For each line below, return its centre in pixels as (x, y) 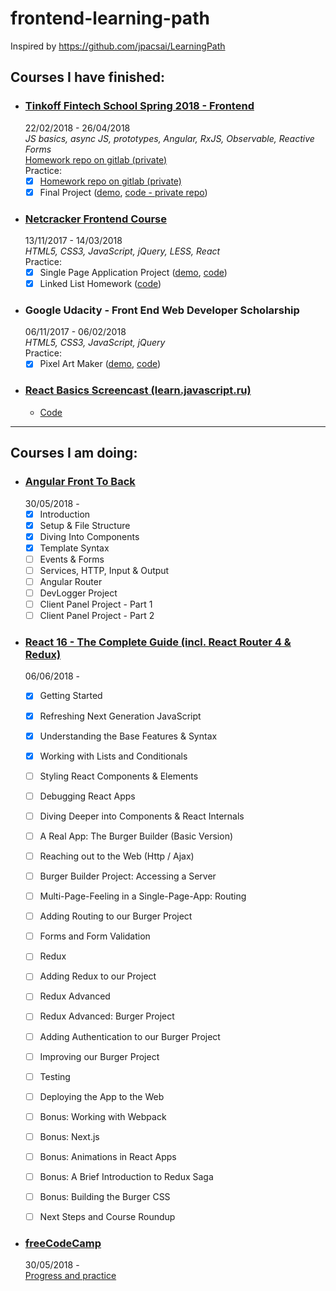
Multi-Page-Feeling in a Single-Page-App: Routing (143, 896)
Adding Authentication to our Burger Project (130, 1036)
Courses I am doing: (74, 453)
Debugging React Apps (87, 796)
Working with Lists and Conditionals (113, 756)
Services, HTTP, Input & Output (104, 570)
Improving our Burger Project (99, 1056)
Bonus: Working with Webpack (103, 1116)
